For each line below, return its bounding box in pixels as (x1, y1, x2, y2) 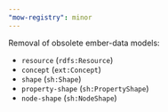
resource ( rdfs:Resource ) (20, 54, 114, 65)
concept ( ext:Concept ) (20, 64, 101, 75)
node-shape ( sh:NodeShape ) (20, 92, 117, 103)
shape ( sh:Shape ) (20, 73, 82, 84)
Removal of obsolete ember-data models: (8, 37, 161, 48)
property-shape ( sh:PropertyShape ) (20, 83, 149, 93)
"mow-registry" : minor (8, 12, 92, 22)
